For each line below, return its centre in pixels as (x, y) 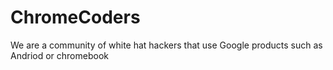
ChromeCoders (75, 17)
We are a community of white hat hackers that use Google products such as (166, 45)
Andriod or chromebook (59, 55)
